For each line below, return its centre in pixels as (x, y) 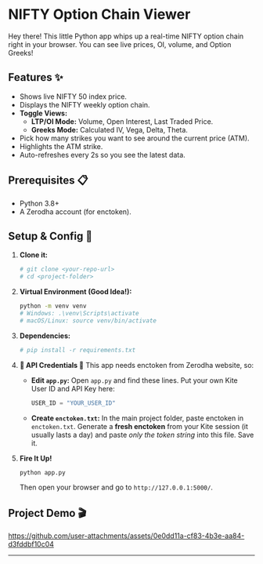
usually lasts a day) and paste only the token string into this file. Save (142, 435)
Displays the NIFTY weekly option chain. (85, 104)
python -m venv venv (53, 306)
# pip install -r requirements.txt (77, 350)
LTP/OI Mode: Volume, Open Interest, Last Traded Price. (122, 121)
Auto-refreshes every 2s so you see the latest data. (102, 155)
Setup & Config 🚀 (50, 236)
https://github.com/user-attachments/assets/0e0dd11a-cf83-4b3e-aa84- (126, 536)
